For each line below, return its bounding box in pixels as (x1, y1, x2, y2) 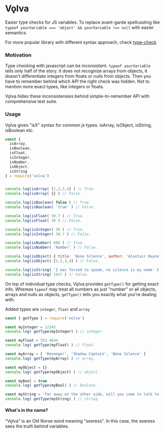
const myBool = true (5, 378, 48, 383)
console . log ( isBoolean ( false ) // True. (5, 200, 91, 205)
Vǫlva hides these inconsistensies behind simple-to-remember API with (5, 93, 150, 99)
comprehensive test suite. (5, 99, 57, 104)
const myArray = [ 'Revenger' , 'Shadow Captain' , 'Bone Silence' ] (5, 352, 146, 357)
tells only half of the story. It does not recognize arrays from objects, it (5, 68, 147, 74)
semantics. (5, 30, 27, 35)
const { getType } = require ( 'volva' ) (5, 316, 84, 321)
